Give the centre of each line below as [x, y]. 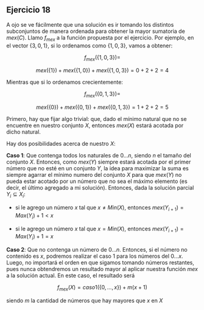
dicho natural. [24, 132]
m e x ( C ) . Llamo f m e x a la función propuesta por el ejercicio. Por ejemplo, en [100, 38]
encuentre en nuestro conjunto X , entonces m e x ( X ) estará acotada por [95, 126]
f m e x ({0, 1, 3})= [102, 95]
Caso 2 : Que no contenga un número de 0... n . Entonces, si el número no [97, 250]
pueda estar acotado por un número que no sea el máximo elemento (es [97, 181]
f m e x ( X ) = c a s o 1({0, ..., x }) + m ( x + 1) [102, 288]
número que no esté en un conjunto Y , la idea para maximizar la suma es [97, 168]
